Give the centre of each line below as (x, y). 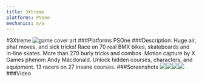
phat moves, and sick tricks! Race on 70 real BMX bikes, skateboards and (98, 47)
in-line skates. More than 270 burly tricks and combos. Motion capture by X (101, 53)
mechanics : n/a (25, 23)
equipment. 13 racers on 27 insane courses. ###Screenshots (82, 67)
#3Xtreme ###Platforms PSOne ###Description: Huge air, (101, 41)
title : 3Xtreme (25, 12)
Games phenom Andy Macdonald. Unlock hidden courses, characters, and (99, 60)
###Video (19, 73)
